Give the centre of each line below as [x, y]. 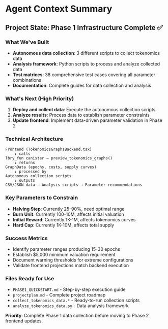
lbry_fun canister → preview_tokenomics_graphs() [59, 158]
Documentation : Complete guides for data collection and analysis [82, 85]
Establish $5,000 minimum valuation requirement [64, 255]
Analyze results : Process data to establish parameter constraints [81, 115]
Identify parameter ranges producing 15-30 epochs [66, 249]
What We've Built [27, 42]
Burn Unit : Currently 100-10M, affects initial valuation [68, 214]
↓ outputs [25, 181]
